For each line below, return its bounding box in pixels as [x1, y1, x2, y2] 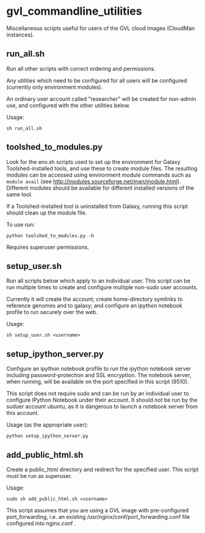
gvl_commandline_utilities [6, 4, 142, 18]
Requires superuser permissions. [6, 243, 90, 251]
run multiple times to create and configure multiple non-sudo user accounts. [6, 284, 198, 291]
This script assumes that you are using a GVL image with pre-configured [6, 507, 189, 514]
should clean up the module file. [6, 209, 87, 216]
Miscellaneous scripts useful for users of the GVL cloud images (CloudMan [6, 24, 195, 32]
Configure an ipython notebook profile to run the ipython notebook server [6, 365, 192, 372]
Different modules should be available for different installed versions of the [6, 184, 194, 191]
